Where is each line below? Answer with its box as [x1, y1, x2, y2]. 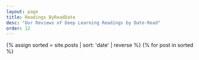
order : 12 [6, 25, 31, 31]
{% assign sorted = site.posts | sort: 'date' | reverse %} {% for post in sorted [6, 42, 194, 49]
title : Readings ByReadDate [6, 14, 76, 20]
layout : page [6, 8, 39, 15]
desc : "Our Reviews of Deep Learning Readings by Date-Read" [6, 20, 161, 26]
